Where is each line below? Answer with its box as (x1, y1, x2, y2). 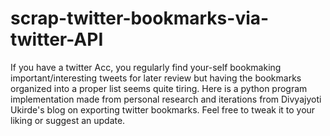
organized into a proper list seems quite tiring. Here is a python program (10, 82, 308, 94)
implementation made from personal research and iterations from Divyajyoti (10, 93, 322, 105)
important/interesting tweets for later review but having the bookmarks (10, 72, 302, 84)
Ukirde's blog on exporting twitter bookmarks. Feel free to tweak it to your (10, 103, 316, 116)
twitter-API (10, 28, 104, 51)
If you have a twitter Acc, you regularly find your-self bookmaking (10, 61, 282, 73)
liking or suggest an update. (10, 114, 126, 126)
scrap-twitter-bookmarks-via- (10, 7, 270, 30)
